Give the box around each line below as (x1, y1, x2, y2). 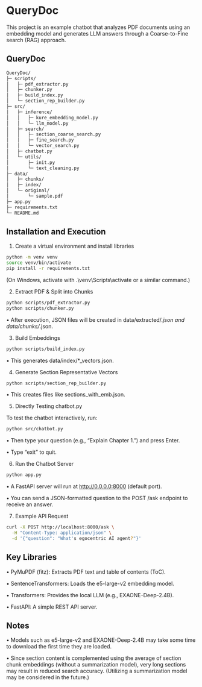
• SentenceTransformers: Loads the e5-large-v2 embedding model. (6, 580, 175, 587)
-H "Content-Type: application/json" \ (11, 530, 112, 536)
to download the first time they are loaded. (6, 643, 112, 650)
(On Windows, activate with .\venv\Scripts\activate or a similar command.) (6, 276, 191, 283)
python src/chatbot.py (6, 426, 63, 432)
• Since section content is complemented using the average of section (6, 654, 181, 662)
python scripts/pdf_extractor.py (6, 300, 90, 306)
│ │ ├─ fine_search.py (6, 137, 74, 143)
